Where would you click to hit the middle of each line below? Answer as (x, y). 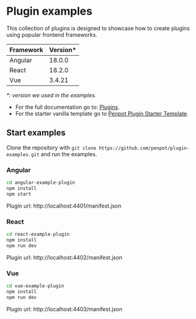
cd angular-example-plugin (41, 183)
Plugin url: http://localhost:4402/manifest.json (64, 257)
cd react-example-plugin (38, 234)
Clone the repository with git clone (51, 148)
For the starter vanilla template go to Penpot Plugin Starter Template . (102, 113)
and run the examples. (69, 154)
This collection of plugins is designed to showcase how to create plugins (98, 28)
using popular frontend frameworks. (52, 34)
